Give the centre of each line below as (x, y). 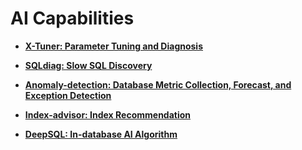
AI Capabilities (72, 18)
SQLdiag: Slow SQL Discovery (88, 65)
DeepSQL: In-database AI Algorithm (101, 134)
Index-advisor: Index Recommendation (108, 114)
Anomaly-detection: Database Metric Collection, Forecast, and (158, 84)
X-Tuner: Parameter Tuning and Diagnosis (114, 46)
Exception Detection (68, 95)
